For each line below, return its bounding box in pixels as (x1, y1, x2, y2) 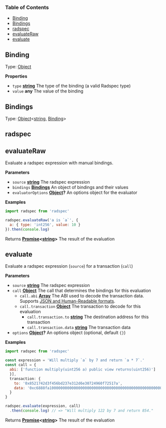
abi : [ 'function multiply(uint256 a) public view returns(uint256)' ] (9, 367, 156, 372)
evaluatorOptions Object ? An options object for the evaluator (12, 190, 137, 195)
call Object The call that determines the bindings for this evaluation (12, 287, 152, 293)
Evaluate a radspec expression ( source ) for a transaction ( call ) (5, 263, 133, 269)
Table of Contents (5, 4, 49, 11)
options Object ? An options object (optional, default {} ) (12, 330, 126, 335)
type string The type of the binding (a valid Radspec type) (12, 83, 131, 89)
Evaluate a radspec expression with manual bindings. (5, 160, 114, 166)
